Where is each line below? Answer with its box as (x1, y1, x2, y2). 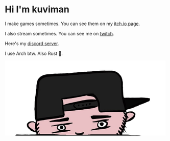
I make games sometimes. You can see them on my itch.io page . (5, 21, 140, 27)
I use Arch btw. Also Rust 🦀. (5, 50, 63, 56)
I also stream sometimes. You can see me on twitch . (5, 30, 114, 36)
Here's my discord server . (5, 40, 59, 47)
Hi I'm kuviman (5, 4, 69, 15)
